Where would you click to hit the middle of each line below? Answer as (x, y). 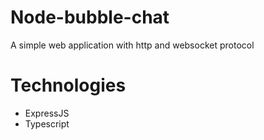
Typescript (47, 123)
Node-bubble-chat (90, 17)
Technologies (68, 85)
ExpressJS (47, 113)
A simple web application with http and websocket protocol (132, 45)
